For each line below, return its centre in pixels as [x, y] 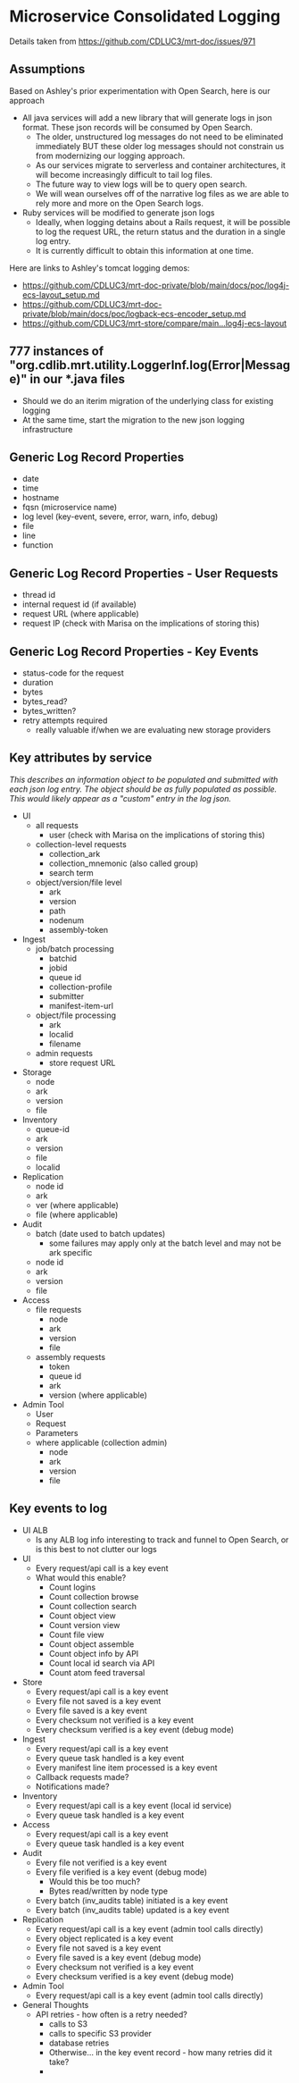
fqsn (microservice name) [70, 508]
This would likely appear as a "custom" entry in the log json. [120, 798]
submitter [66, 996]
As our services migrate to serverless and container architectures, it [160, 165]
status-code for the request [73, 673]
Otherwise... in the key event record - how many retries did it [160, 2052]
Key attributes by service [81, 758]
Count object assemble [91, 1644]
